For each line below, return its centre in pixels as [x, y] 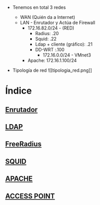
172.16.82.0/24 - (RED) [51, 28]
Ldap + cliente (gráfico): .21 [64, 44]
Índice [18, 91]
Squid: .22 [46, 39]
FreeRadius [23, 144]
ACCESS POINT [30, 196]
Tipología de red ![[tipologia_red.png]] [52, 70]
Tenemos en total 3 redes [39, 7]
